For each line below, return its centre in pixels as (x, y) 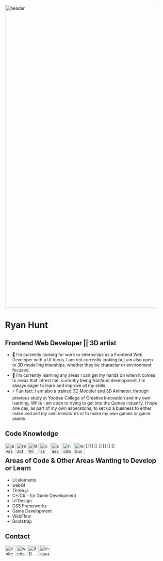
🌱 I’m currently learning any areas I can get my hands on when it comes (84, 375)
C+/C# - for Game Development (44, 495)
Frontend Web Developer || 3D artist (61, 343)
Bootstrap (22, 521)
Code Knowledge (32, 434)
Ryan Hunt (27, 325)
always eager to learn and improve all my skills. (59, 385)
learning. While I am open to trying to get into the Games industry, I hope (85, 403)
